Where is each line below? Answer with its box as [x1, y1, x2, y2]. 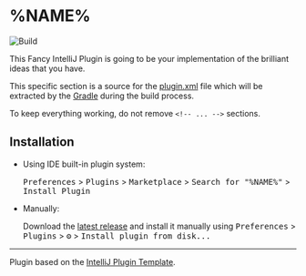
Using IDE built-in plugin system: [22, 158, 146, 169]
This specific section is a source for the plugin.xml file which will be [9, 80, 263, 91]
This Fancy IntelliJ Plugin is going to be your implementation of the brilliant [9, 53, 290, 64]
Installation [9, 134, 75, 150]
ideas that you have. [9, 63, 86, 74]
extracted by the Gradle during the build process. [9, 90, 194, 101]
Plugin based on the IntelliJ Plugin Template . [9, 256, 176, 267]
